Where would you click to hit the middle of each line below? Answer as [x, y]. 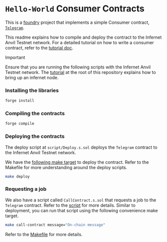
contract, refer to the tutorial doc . [39, 48]
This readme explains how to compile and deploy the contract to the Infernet [83, 37]
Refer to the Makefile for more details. [44, 234]
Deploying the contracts [35, 136]
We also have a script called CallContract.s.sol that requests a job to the [81, 200]
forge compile [20, 124]
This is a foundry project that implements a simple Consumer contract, [77, 22]
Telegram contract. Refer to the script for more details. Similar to [70, 205]
